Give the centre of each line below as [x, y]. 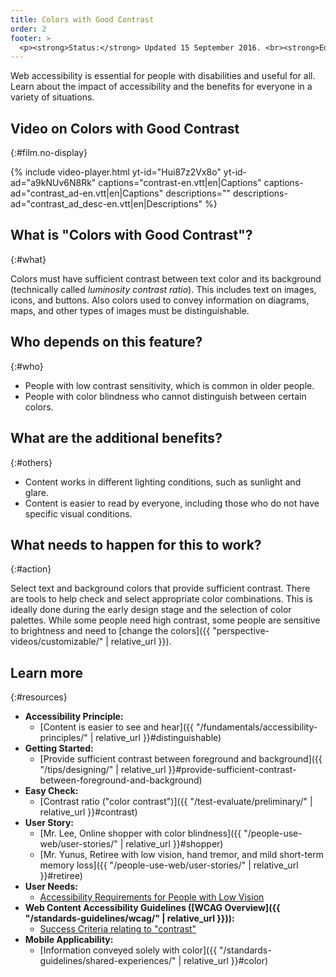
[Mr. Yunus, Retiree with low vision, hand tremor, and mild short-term [181, 855]
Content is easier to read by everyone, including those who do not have [172, 503]
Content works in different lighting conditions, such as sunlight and [163, 482]
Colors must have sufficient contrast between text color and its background [166, 278]
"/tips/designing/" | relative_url [103, 770]
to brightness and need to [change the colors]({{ [110, 631]
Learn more [47, 672]
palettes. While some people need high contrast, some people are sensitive [165, 620]
